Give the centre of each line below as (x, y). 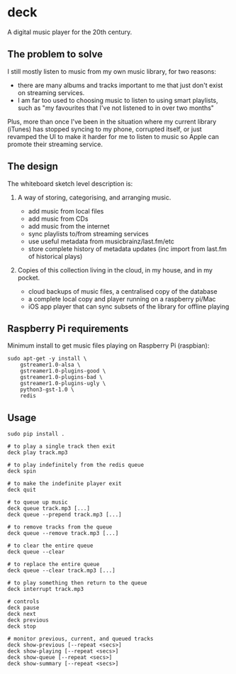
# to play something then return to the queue (77, 583)
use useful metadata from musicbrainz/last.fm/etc (101, 241)
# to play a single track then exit (61, 447)
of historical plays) (55, 256)
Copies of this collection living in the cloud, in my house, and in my (115, 270)
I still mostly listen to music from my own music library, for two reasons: (112, 71)
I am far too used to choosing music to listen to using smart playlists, (118, 100)
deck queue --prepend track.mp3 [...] (64, 515)
